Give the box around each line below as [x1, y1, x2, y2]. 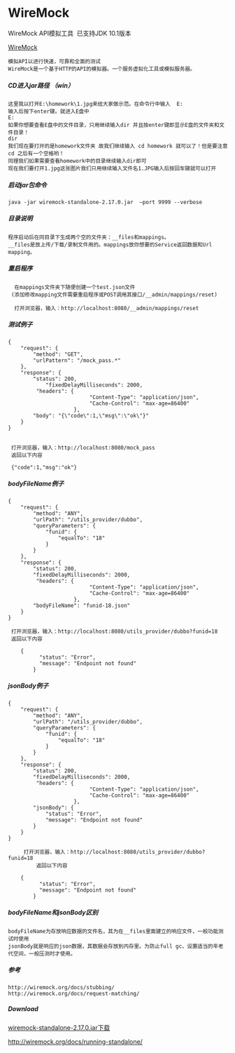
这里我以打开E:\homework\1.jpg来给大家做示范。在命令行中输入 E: [8, 100, 184, 107]
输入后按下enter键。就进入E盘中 [8, 107, 90, 115]
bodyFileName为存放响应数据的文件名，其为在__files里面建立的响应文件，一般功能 [8, 927, 219, 934]
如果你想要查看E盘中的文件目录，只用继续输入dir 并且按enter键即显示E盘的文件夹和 [8, 121, 220, 128]
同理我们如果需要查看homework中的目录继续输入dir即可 [8, 157, 147, 164]
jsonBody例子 [8, 682, 49, 690]
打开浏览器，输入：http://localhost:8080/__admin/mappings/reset [14, 304, 199, 311]
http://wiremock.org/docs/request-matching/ [8, 990, 140, 997]
